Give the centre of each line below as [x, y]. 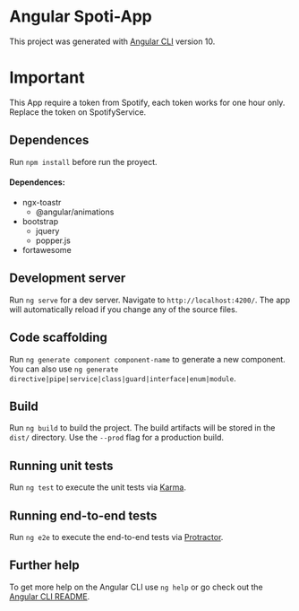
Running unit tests [61, 465]
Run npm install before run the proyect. [84, 161]
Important [47, 78]
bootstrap [40, 221]
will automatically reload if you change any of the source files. [124, 309]
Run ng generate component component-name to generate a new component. [148, 359]
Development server [68, 279]
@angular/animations [75, 212]
